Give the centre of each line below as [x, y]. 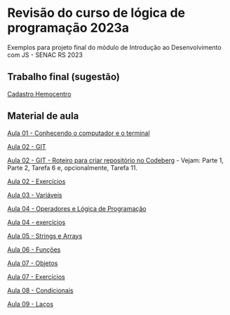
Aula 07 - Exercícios [36, 276]
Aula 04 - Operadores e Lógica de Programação [77, 208]
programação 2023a [68, 28]
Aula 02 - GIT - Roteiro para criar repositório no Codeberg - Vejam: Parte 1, [116, 160]
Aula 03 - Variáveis [35, 195]
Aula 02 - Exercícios [36, 181]
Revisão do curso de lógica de [96, 13]
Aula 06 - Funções [34, 249]
